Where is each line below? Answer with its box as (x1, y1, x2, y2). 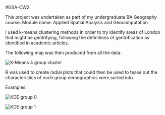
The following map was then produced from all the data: (5, 50, 122, 55)
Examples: (5, 84, 27, 90)
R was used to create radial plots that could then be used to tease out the (5, 69, 157, 75)
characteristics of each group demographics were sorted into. (5, 75, 135, 80)
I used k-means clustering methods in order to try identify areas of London (5, 29, 160, 35)
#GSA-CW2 (5, 5, 30, 10)
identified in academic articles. (5, 40, 69, 46)
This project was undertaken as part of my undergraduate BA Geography (5, 14, 157, 20)
